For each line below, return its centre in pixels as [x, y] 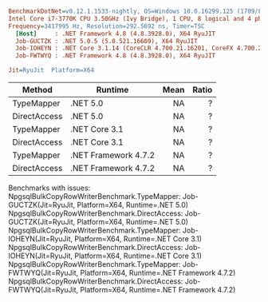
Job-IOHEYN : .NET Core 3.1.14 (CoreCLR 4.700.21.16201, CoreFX [124, 49]
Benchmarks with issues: [49, 188]
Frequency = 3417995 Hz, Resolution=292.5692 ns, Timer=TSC [106, 26]
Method [38, 90]
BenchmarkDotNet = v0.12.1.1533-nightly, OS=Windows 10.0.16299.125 [121, 11]
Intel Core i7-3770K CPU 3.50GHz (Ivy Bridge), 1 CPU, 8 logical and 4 [130, 18]
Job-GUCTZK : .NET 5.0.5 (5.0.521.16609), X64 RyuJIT [106, 41]
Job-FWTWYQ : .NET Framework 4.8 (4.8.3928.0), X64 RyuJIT [116, 56]
